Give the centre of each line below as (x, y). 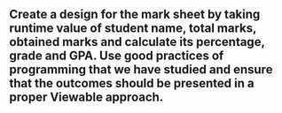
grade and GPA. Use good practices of (117, 56)
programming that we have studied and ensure (141, 70)
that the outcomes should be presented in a (132, 83)
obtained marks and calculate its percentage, (137, 42)
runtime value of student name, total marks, (133, 29)
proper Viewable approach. (86, 98)
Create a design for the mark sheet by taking (135, 15)
